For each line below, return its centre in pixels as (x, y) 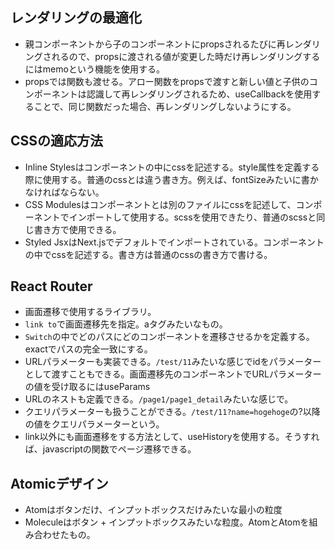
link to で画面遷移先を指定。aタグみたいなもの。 (126, 324)
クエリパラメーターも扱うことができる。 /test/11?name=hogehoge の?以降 (172, 412)
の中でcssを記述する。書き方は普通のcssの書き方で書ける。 (148, 254)
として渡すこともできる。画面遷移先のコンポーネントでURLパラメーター (173, 374)
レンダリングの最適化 (76, 18)
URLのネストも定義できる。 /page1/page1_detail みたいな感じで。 (159, 399)
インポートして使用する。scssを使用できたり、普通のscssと (192, 217)
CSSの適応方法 (57, 141)
